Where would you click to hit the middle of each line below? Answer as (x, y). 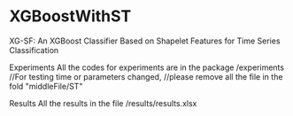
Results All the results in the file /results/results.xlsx (103, 103)
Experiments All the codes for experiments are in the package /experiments (147, 67)
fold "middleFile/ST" (46, 86)
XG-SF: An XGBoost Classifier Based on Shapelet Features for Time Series (145, 41)
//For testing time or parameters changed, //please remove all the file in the (146, 76)
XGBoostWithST (70, 16)
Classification (34, 50)
